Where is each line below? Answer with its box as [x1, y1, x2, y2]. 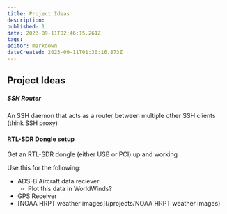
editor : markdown [7, 42, 58, 49]
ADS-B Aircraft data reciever [17, 177, 100, 186]
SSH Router [7, 94, 42, 102]
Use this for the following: [7, 164, 81, 172]
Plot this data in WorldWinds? [27, 185, 113, 193]
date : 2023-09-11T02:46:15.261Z [7, 29, 101, 37]
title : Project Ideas [7, 10, 70, 17]
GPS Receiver [17, 192, 57, 200]
